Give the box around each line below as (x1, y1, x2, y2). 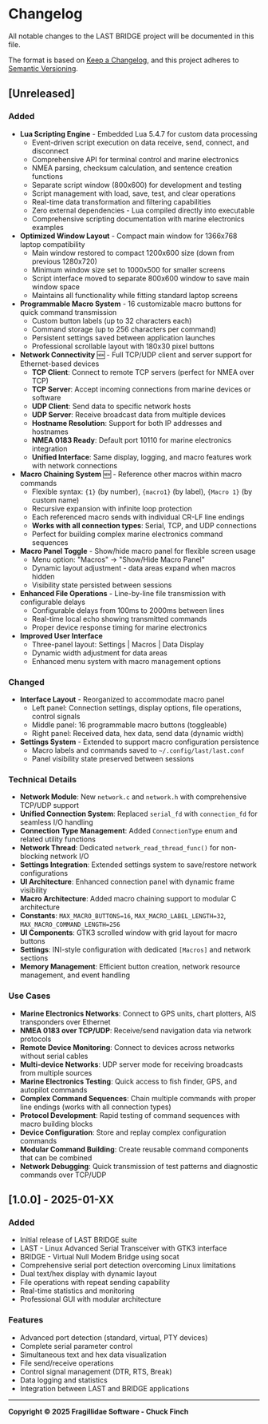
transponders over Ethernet (19, 1016, 111, 1027)
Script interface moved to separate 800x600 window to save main (31, 273, 250, 283)
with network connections (31, 460, 118, 470)
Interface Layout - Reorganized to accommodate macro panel (19, 694, 225, 704)
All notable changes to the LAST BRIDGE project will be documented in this (8, 31, 254, 41)
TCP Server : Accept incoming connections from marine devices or (31, 384, 251, 394)
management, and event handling (19, 970, 130, 980)
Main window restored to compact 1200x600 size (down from (31, 248, 235, 257)
